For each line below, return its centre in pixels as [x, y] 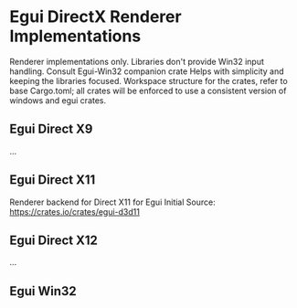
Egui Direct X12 [53, 240]
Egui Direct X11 [53, 180]
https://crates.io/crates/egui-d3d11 [74, 211]
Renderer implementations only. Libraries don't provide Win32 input [137, 61]
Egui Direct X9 [51, 129]
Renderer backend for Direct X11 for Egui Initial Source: [113, 202]
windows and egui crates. [58, 100]
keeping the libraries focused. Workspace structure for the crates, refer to [148, 80]
